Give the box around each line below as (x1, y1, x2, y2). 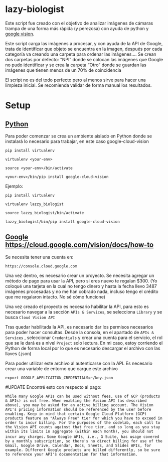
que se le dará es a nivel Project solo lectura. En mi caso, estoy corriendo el (5, 340, 163, 346)
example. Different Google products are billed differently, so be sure (5, 447, 160, 452)
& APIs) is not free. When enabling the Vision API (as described (5, 398, 147, 403)
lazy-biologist (5, 4, 64, 15)
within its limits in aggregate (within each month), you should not (5, 429, 154, 434)
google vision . (5, 31, 35, 37)
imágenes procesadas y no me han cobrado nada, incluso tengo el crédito (5, 288, 159, 294)
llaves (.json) (5, 350, 32, 357)
